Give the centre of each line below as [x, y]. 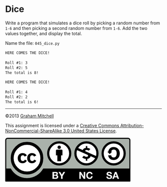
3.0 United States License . [90, 131]
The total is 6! [22, 102]
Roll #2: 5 [16, 68]
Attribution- [132, 125]
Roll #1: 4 [16, 92]
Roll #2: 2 [16, 97]
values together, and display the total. [43, 33]
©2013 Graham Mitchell [30, 116]
